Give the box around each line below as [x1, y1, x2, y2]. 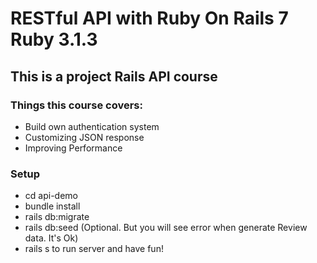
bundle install [24, 200, 81, 212]
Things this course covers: [10, 98, 143, 112]
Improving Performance [24, 142, 123, 154]
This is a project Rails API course [10, 68, 218, 85]
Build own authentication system [24, 120, 160, 132]
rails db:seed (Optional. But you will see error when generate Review [24, 222, 308, 234]
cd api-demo [24, 190, 78, 202]
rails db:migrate [24, 211, 90, 223]
